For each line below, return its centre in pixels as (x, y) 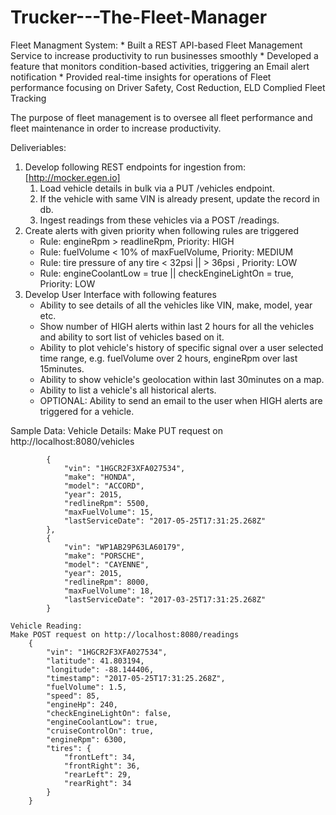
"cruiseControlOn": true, (100, 731)
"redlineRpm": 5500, (106, 503)
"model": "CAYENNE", (106, 564)
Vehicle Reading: (46, 626)
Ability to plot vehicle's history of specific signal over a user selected (181, 347)
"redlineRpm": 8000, (106, 582)
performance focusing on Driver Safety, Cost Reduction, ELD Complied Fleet (168, 87)
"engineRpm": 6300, (87, 739)
